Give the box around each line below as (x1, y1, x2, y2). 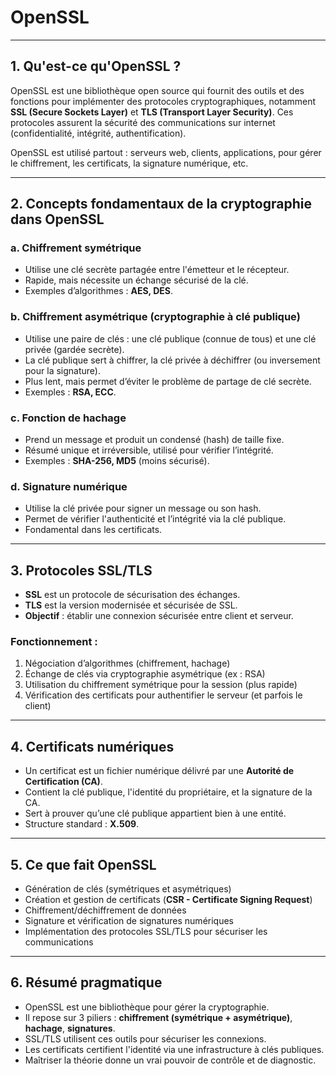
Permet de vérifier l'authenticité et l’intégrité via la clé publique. (24, 513, 287, 525)
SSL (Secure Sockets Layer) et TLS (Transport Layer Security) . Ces (10, 106, 294, 118)
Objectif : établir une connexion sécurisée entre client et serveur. (24, 610, 294, 622)
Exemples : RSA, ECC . (24, 386, 117, 398)
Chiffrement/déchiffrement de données (24, 904, 187, 916)
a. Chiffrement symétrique (10, 241, 142, 255)
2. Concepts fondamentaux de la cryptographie (10, 196, 312, 213)
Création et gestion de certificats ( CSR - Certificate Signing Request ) (24, 894, 313, 906)
